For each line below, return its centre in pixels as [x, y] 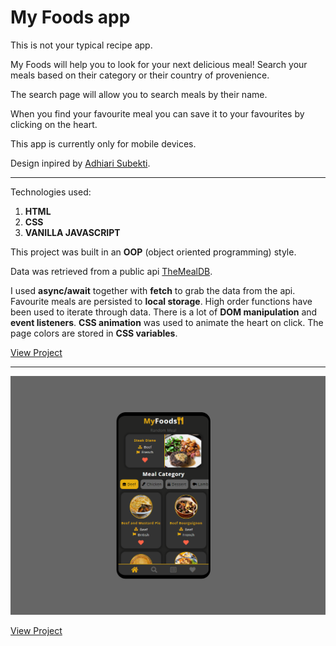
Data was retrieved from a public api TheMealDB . [111, 271]
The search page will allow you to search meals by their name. [139, 94]
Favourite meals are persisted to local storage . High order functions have [161, 301]
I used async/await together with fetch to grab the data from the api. [153, 290]
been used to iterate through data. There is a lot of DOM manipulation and [164, 312]
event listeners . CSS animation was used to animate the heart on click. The [167, 322]
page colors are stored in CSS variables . [94, 333]
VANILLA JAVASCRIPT [72, 232]
